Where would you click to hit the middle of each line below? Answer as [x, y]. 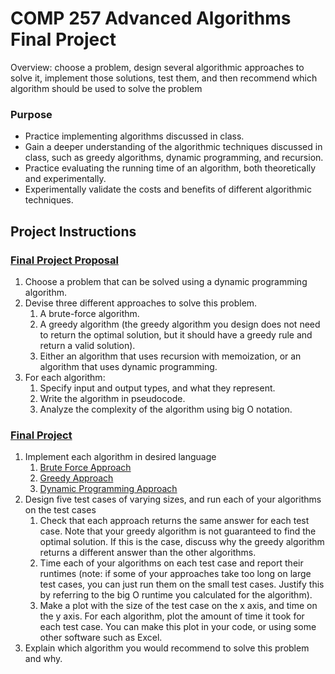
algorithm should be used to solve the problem [106, 88]
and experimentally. [65, 179]
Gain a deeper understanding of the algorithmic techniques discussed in [173, 147]
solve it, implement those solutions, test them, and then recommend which [164, 78]
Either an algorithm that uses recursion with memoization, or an [170, 356]
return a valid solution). [87, 345]
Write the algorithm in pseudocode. [112, 398]
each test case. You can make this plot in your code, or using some [178, 627]
